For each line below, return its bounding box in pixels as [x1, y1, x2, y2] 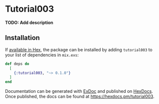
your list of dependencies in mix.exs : [5, 52, 79, 58]
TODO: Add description [5, 20, 54, 25]
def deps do [5, 61, 29, 66]
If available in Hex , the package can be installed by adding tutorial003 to [5, 46, 153, 52]
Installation [5, 34, 40, 42]
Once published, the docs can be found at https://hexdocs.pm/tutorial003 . [5, 94, 155, 100]
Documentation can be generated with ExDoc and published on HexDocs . [5, 88, 153, 94]
